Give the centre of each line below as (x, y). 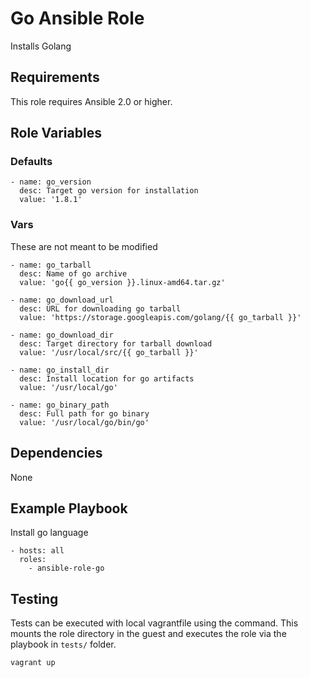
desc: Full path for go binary (84, 413)
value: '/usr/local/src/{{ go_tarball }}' (109, 352)
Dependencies (56, 453)
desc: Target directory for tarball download (116, 343)
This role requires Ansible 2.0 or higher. (91, 101)
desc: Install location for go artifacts (107, 378)
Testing (34, 598)
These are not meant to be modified (84, 246)
